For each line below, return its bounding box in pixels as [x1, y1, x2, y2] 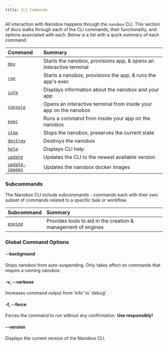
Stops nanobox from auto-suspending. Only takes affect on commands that [5, 262, 161, 268]
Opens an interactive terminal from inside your [43, 100, 152, 107]
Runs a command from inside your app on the [43, 114, 150, 121]
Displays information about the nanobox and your [43, 86, 159, 93]
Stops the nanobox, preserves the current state [43, 129, 154, 136]
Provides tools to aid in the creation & [46, 217, 134, 224]
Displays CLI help [43, 145, 84, 152]
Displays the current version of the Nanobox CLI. [5, 335, 106, 341]
